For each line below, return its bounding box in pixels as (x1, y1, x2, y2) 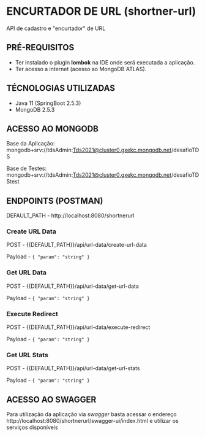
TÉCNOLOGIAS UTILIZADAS (6, 83, 115, 93)
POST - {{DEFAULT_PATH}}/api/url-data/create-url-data (6, 241, 147, 249)
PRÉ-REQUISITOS (6, 42, 75, 53)
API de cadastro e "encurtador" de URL (6, 25, 106, 32)
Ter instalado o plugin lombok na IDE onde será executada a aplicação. (15, 58, 195, 66)
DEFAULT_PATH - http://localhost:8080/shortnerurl (6, 212, 135, 219)
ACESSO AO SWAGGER (6, 394, 97, 404)
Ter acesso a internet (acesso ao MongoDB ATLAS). (15, 65, 147, 72)
